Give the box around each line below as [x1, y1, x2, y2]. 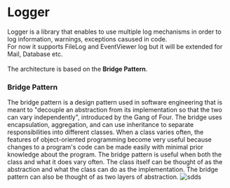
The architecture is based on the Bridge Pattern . [7, 65, 148, 73]
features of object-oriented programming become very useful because [7, 135, 212, 144]
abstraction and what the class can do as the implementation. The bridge [7, 166, 219, 174]
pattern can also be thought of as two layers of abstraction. [7, 173, 179, 181]
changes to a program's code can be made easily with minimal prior [7, 143, 203, 152]
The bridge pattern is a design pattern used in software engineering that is [7, 98, 223, 107]
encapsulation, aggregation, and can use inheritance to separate [7, 121, 194, 129]
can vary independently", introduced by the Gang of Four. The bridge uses [7, 113, 222, 121]
